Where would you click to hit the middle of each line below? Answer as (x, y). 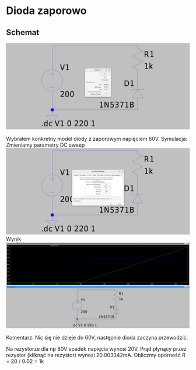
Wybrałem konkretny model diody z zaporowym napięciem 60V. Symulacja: (97, 139)
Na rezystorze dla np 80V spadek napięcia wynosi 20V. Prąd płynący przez (96, 348)
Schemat (23, 32)
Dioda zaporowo (46, 11)
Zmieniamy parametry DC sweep (45, 145)
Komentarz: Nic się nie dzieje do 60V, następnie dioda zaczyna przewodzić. (97, 337)
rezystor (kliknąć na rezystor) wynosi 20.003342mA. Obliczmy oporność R (96, 355)
